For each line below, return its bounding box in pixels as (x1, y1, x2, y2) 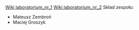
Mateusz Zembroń (12, 14, 52, 19)
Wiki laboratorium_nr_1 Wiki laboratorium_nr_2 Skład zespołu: (5, 4, 134, 10)
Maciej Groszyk (12, 19, 46, 25)
